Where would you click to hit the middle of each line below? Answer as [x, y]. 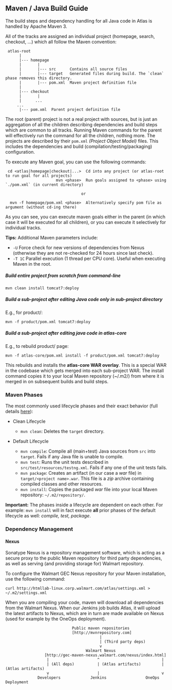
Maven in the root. [32, 264]
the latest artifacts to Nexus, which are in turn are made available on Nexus [85, 613]
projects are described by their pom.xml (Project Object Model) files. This [82, 141]
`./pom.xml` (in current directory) [44, 184]
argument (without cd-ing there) [41, 207]
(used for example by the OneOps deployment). [56, 619]
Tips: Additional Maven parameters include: [52, 237]
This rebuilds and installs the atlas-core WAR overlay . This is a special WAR [86, 365]
